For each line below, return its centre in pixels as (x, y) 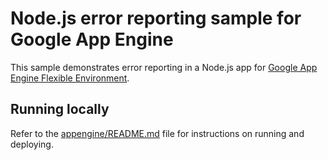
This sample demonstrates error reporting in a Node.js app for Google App (164, 67)
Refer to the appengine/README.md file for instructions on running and (157, 133)
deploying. (32, 144)
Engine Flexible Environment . (70, 78)
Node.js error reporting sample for (156, 18)
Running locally (60, 109)
